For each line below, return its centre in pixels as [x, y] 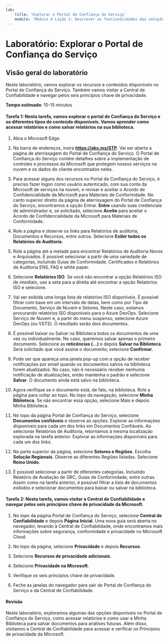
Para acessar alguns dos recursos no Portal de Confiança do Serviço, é [86, 179]
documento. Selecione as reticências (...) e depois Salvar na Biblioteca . [87, 344]
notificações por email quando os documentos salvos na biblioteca [82, 364]
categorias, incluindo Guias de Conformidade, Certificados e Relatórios [86, 262]
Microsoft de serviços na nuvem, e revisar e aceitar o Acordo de [79, 189]
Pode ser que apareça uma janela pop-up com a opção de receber [81, 359]
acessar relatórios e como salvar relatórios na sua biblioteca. [70, 127]
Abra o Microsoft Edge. [37, 138]
